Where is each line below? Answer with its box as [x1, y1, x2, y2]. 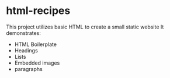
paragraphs [14, 65, 43, 72]
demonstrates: [6, 29, 41, 36]
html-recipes [6, 4, 71, 17]
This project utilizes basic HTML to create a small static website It [6, 23, 164, 30]
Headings [14, 47, 38, 54]
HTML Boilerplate [14, 41, 57, 48]
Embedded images [14, 59, 60, 66]
